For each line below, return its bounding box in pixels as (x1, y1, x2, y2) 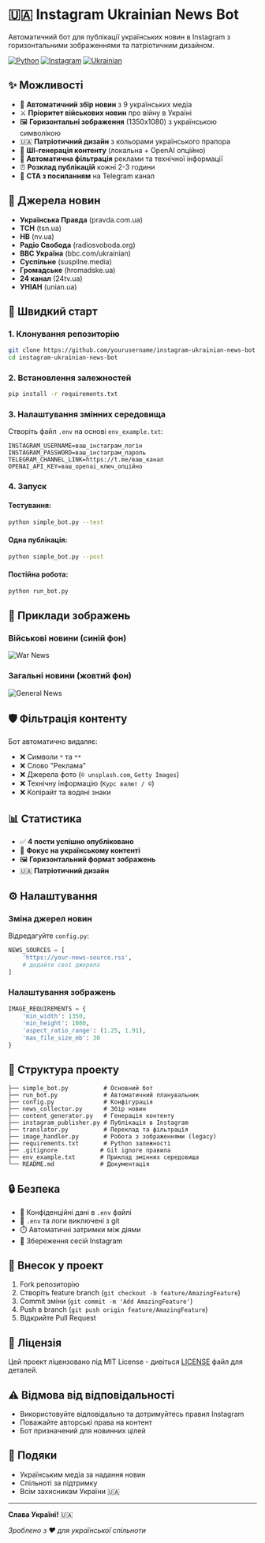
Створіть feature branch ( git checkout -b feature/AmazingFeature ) (19, 1288, 241, 1298)
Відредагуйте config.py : (8, 931, 89, 940)
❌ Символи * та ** (19, 752, 82, 762)
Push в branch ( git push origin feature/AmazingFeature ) (19, 1305, 208, 1314)
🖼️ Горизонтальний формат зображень (19, 854, 156, 865)
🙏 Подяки (8, 1449, 58, 1463)
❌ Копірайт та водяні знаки (19, 787, 111, 798)
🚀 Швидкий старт (8, 304, 98, 318)
